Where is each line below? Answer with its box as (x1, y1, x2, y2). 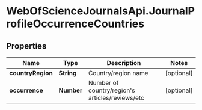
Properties (6, 41, 47, 51)
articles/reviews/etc (88, 94, 144, 102)
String (58, 69, 77, 77)
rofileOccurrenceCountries (6, 17, 145, 31)
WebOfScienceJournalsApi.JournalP (6, 4, 195, 18)
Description (106, 59, 141, 67)
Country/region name (88, 69, 148, 77)
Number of (88, 79, 119, 87)
